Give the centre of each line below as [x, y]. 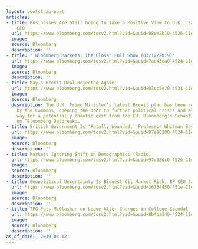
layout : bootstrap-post [35, 12]
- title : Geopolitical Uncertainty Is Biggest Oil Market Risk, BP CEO [96, 182]
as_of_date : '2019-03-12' [38, 237]
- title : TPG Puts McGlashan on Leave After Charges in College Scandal [97, 209]
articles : [18, 17]
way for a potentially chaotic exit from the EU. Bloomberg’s [95, 116]
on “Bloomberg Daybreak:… [49, 122]
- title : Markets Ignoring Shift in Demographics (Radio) [79, 154]
